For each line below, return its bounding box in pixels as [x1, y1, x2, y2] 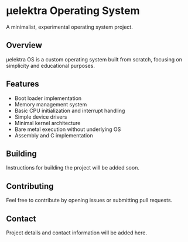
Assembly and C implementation [14, 132, 93, 139]
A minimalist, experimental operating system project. [6, 23, 133, 30]
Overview [6, 40, 43, 50]
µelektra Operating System [6, 4, 140, 18]
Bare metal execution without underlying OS [14, 126, 121, 133]
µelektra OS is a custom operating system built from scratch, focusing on [6, 56, 183, 63]
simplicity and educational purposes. [6, 62, 95, 69]
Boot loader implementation [14, 95, 82, 102]
